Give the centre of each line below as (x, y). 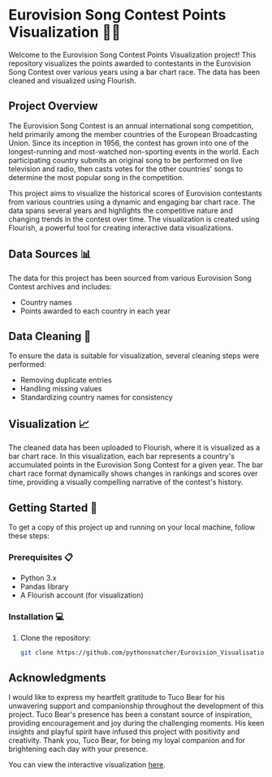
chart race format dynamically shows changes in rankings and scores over (133, 473)
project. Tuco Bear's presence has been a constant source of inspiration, (130, 714)
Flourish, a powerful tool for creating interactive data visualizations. (121, 227)
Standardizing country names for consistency (96, 397)
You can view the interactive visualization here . (87, 765)
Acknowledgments (58, 678)
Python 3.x (38, 578)
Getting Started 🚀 (53, 508)
